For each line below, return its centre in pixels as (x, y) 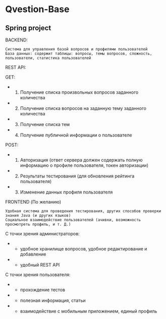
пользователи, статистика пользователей (48, 58)
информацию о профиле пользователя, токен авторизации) (84, 165)
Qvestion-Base (37, 9)
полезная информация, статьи (53, 300)
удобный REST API (40, 265)
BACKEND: (17, 40)
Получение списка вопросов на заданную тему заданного (83, 108)
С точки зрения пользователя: (38, 275)
